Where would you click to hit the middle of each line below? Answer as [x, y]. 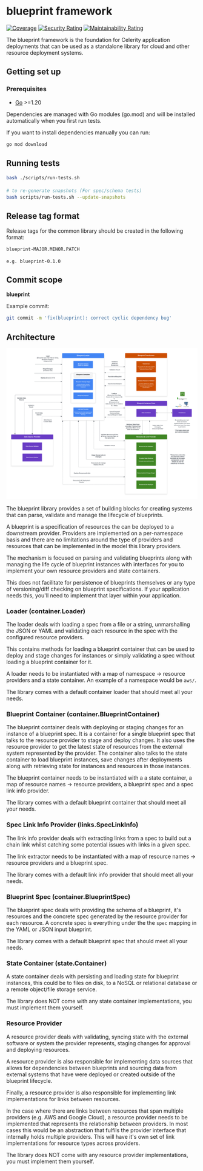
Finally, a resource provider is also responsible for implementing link [91, 1093]
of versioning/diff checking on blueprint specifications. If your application [98, 589]
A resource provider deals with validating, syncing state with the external [97, 1037]
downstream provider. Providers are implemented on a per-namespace [95, 533]
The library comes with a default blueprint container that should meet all [96, 803]
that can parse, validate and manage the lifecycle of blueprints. [85, 515]
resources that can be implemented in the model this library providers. [94, 546]
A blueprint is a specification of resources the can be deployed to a [90, 526]
